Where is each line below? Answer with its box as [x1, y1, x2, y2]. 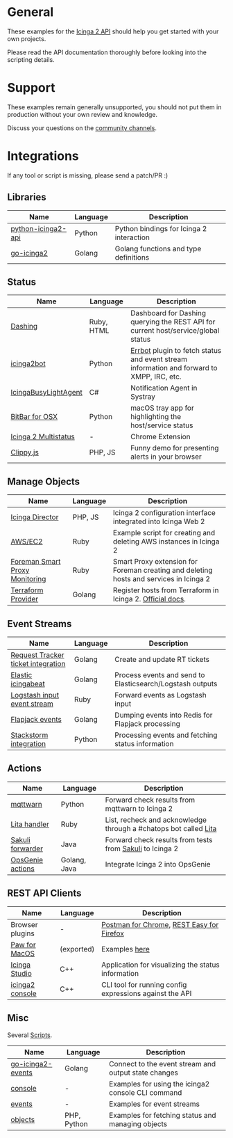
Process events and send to [114, 670, 205, 680]
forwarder [10, 844, 44, 853]
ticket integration [10, 659, 66, 669]
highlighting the [130, 412, 182, 422]
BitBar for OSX [10, 412, 58, 422]
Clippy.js [10, 448, 40, 457]
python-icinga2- [10, 223, 67, 233]
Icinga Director [10, 512, 59, 522]
